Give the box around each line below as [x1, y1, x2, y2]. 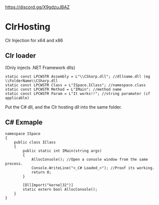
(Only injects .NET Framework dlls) [5, 65, 76, 70]
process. [5, 161, 23, 166]
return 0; [31, 170, 52, 175]
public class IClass [14, 139, 56, 145]
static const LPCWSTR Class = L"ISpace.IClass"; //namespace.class [5, 83, 146, 88]
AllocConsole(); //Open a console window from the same [31, 157, 148, 162]
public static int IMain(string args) [23, 148, 102, 153]
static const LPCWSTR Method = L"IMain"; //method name [5, 87, 122, 92]
